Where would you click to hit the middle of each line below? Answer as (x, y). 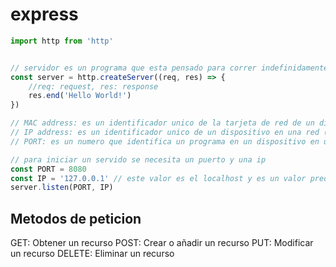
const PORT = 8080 (48, 169)
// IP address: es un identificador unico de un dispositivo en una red (165, 133)
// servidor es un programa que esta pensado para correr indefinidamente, (171, 68)
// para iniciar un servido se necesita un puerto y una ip (138, 159)
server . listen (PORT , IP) (62, 188)
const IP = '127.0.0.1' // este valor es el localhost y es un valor (158, 178)
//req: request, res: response (93, 86)
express (44, 14)
